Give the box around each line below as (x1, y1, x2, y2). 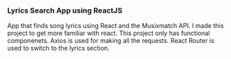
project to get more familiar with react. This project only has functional (7, 29, 210, 37)
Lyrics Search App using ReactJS (7, 6, 122, 15)
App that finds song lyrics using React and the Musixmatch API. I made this (7, 22, 224, 30)
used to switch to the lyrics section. (7, 44, 110, 53)
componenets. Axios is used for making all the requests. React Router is (7, 37, 215, 45)
